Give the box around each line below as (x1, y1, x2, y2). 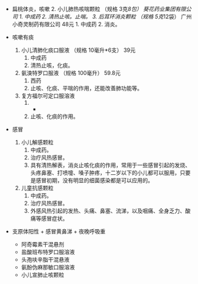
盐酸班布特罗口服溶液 (21, 249, 75, 255)
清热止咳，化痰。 (30, 62, 74, 69)
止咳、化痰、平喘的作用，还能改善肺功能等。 (30, 85, 143, 91)
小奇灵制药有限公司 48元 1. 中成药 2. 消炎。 (12, 21, 121, 27)
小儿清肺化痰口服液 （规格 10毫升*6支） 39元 (21, 46, 136, 54)
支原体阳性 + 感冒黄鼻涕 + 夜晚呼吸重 (12, 228, 106, 235)
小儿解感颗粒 (21, 139, 54, 146)
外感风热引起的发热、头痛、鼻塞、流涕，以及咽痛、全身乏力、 (30, 207, 186, 215)
